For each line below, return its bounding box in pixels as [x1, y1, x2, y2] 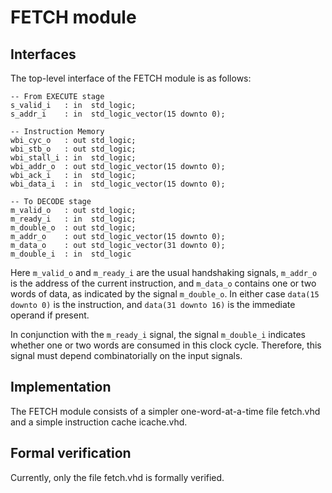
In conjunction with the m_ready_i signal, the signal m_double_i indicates [10, 329, 306, 340]
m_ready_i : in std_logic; [10, 214, 137, 224]
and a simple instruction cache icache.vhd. [10, 416, 188, 428]
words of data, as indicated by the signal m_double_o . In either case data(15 [10, 288, 320, 300]
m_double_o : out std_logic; [10, 223, 137, 233]
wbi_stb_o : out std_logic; [10, 144, 137, 154]
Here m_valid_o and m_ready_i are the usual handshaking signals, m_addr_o [10, 267, 318, 278]
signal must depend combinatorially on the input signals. [10, 350, 243, 361]
